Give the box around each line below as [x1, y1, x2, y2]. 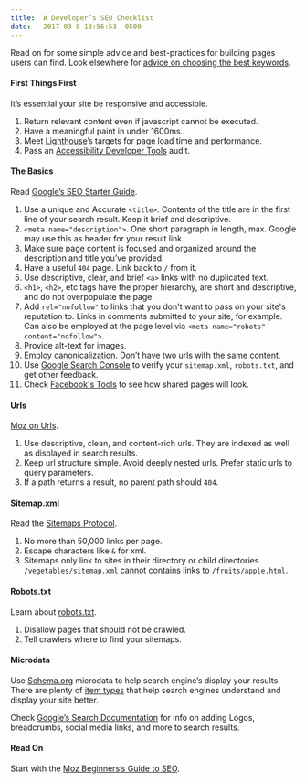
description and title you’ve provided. [23, 252, 164, 263]
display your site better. [10, 694, 99, 705]
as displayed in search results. [23, 447, 138, 458]
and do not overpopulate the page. [23, 291, 154, 302]
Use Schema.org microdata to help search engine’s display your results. [10, 674, 281, 686]
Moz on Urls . [10, 420, 58, 431]
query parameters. [23, 467, 94, 478]
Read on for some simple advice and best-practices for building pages [10, 47, 276, 58]
